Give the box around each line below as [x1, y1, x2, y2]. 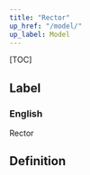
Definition [9, 153, 66, 169]
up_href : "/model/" [9, 22, 83, 31]
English [9, 107, 43, 119]
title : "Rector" [9, 13, 70, 22]
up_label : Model [9, 30, 70, 39]
